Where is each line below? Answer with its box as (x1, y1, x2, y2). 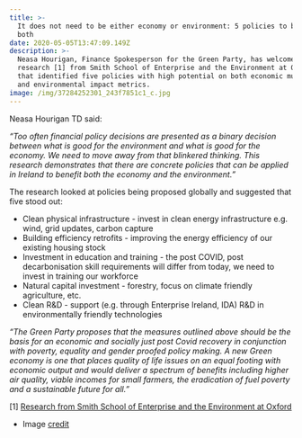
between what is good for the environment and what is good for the (9, 140, 261, 151)
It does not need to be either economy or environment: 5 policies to (17, 22, 288, 31)
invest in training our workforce (22, 271, 139, 282)
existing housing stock (22, 242, 106, 253)
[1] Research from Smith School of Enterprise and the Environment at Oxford (9, 401, 292, 412)
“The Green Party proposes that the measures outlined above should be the (9, 326, 291, 337)
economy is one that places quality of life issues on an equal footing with (9, 354, 281, 365)
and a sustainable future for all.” (9, 383, 130, 394)
